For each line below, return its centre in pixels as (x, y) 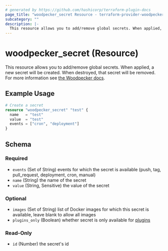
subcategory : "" (22, 19)
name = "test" (26, 114)
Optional (16, 198)
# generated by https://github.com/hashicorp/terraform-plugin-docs (78, 10)
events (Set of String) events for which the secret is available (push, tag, (87, 169)
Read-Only (19, 233)
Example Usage (30, 94)
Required (16, 159)
